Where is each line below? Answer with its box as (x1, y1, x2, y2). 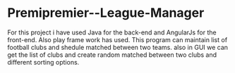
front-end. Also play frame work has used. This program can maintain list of (7, 35, 228, 44)
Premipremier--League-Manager (7, 5, 205, 21)
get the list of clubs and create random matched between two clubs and (7, 51, 217, 59)
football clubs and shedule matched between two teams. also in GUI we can (7, 43, 228, 51)
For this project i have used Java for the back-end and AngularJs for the (7, 28, 217, 36)
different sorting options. (7, 58, 80, 66)
